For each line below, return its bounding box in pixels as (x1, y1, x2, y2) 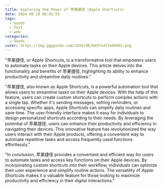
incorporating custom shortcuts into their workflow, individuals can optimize (5, 162, 157, 168)
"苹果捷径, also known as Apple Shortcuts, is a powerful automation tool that (5, 83, 158, 90)
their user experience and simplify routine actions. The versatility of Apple (5, 167, 154, 173)
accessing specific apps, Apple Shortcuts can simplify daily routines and (5, 105, 151, 110)
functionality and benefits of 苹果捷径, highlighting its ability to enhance (5, 68, 148, 74)
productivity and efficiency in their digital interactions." (5, 177, 115, 183)
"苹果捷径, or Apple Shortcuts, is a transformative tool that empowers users (5, 57, 156, 63)
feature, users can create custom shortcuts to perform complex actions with (5, 94, 158, 100)
